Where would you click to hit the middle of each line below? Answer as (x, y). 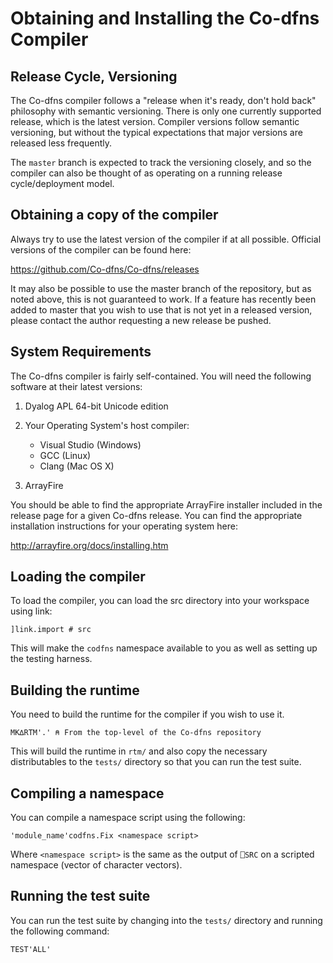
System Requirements (81, 352)
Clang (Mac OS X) (77, 466)
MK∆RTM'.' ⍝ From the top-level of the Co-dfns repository (136, 733)
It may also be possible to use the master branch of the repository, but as (161, 288)
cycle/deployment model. (62, 183)
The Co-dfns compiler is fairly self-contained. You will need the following (161, 376)
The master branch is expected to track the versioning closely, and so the (161, 162)
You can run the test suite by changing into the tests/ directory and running (166, 920)
